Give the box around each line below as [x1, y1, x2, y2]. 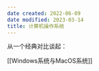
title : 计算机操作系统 [7, 23, 65, 29]
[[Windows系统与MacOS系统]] [7, 57, 93, 65]
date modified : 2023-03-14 [7, 16, 84, 23]
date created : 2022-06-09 [7, 10, 81, 17]
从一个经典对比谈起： [7, 42, 67, 51]
